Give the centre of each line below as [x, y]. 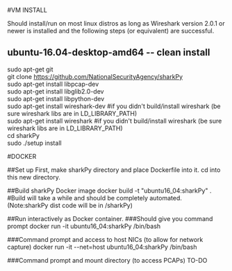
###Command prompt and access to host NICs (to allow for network [105, 239]
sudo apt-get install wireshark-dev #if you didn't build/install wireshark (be [114, 106]
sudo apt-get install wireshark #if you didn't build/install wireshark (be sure [115, 121]
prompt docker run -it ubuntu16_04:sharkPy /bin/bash [84, 226]
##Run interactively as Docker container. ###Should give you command [110, 218]
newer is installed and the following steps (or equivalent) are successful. [111, 31]
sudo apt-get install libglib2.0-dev [56, 91]
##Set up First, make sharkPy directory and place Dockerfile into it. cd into [114, 170]
